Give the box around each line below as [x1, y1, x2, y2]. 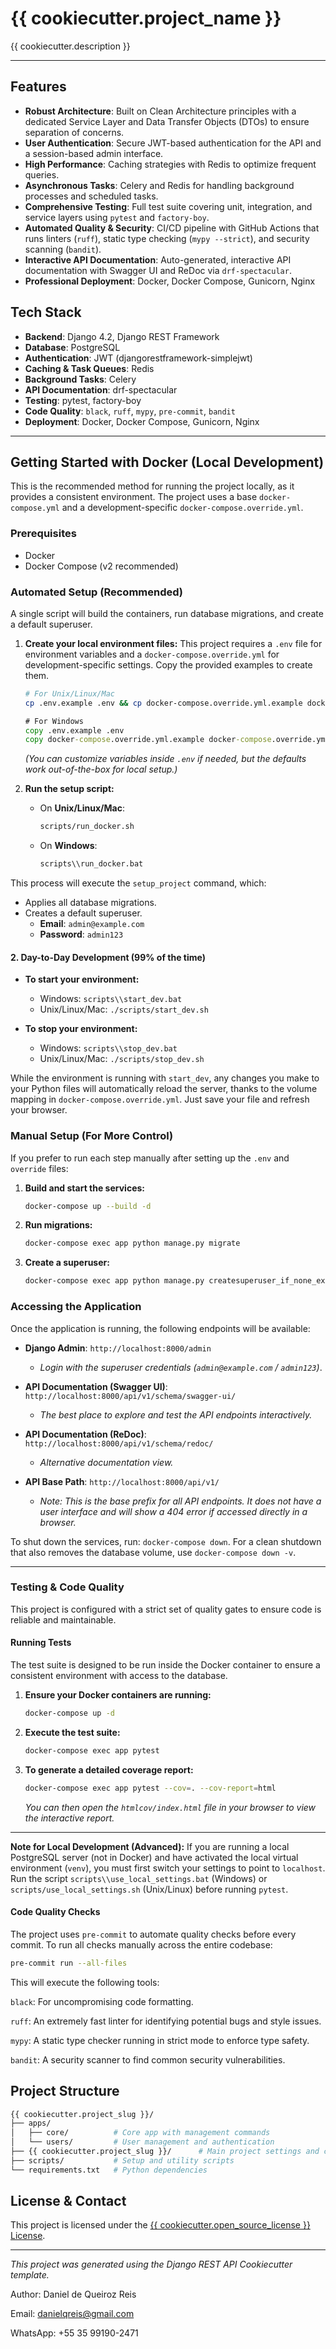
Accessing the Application [10, 1300, 142, 1314]
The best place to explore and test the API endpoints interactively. [39, 1408, 313, 1421]
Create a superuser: [24, 1257, 110, 1269]
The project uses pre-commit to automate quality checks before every [10, 1928, 297, 1940]
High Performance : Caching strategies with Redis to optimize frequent [24, 158, 317, 170]
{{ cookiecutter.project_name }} [10, 7, 282, 30]
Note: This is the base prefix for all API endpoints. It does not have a [39, 1495, 322, 1507]
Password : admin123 [39, 928, 124, 941]
